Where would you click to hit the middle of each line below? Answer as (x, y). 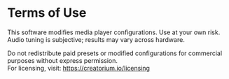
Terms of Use (47, 13)
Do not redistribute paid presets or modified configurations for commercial (115, 53)
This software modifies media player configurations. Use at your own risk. (114, 32)
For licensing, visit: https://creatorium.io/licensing (79, 68)
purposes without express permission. (62, 60)
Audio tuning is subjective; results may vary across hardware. (96, 39)
